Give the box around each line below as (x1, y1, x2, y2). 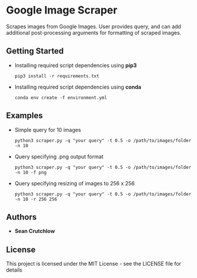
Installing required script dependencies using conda (14, 83, 142, 90)
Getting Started (6, 46, 64, 56)
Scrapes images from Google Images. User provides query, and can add (6, 23, 181, 30)
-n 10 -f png (14, 169, 47, 175)
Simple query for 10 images (14, 126, 81, 133)
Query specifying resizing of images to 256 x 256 (14, 179, 135, 187)
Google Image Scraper (6, 4, 118, 17)
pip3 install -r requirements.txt (14, 73, 99, 79)
